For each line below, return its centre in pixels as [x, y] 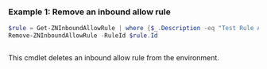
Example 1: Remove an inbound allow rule [89, 12]
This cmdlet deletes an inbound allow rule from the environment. [114, 58]
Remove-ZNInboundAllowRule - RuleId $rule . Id [83, 36]
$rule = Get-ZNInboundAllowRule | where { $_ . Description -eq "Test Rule [131, 29]
